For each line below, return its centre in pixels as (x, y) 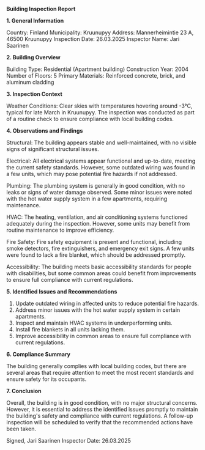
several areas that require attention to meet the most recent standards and (100, 373)
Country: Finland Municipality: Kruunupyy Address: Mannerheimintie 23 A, (100, 32)
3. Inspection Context (34, 94)
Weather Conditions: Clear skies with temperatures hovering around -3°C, (99, 106)
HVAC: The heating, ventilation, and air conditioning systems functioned (97, 217)
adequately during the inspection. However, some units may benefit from (98, 223)
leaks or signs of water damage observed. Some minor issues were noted (99, 192)
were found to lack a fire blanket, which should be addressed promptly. (96, 255)
